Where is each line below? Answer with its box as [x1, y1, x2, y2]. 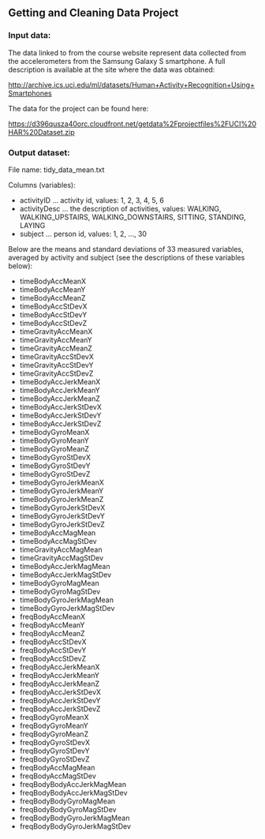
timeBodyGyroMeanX [19, 427, 90, 436]
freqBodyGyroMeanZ [19, 729, 89, 739]
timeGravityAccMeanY [19, 335, 92, 344]
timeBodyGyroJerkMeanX [19, 478, 104, 487]
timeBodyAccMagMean [19, 528, 96, 537]
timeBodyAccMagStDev [19, 536, 97, 545]
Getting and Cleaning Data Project [8, 6, 179, 20]
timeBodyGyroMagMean [19, 578, 100, 587]
